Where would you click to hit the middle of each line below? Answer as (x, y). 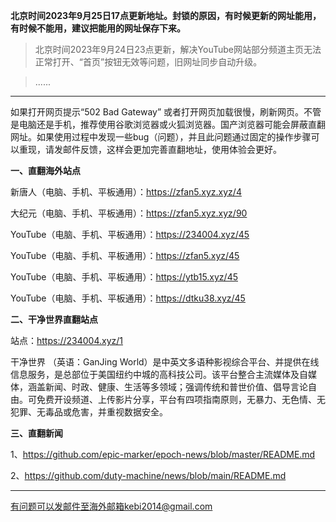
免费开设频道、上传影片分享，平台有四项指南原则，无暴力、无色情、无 (181, 399)
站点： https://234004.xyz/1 (67, 340)
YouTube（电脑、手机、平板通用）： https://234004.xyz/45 (130, 234)
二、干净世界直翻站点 (54, 319)
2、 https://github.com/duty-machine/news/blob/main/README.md (148, 475)
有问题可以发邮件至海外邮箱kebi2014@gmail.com (111, 506)
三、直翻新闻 (36, 433)
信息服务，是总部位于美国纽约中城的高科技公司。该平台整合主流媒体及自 (159, 374)
